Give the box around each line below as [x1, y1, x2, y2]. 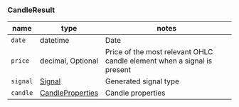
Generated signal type [105, 76, 180, 86]
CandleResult [7, 5, 55, 15]
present [105, 65, 132, 75]
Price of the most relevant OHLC [105, 47, 213, 57]
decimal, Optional [40, 56, 98, 66]
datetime [40, 36, 70, 46]
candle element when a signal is [105, 56, 212, 66]
